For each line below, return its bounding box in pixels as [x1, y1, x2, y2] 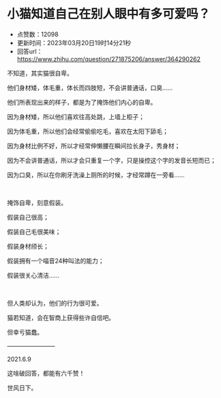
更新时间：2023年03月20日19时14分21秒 [16, 38, 132, 47]
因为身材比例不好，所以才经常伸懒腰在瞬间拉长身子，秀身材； [7, 142, 181, 150]
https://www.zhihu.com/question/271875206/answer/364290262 [16, 55, 201, 63]
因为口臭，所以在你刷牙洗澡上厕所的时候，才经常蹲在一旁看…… [7, 170, 186, 178]
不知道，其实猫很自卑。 [7, 69, 73, 77]
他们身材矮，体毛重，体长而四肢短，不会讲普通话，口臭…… [7, 83, 173, 92]
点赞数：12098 [16, 30, 59, 38]
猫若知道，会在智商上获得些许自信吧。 [7, 313, 115, 321]
